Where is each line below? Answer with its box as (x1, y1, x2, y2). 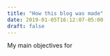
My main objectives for (7, 42, 73, 50)
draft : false (7, 23, 45, 29)
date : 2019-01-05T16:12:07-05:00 (7, 16, 104, 23)
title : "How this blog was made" (7, 10, 104, 17)
